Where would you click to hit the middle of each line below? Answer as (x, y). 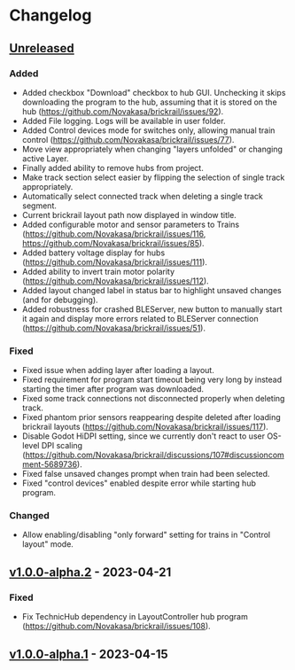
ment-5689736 (50, 464)
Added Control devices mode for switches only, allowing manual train (148, 130)
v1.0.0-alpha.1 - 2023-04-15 (89, 654)
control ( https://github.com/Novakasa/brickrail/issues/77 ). (128, 139)
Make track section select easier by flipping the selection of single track (153, 177)
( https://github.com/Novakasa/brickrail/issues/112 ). (116, 281)
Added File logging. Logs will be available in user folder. (124, 121)
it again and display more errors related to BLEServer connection (140, 318)
